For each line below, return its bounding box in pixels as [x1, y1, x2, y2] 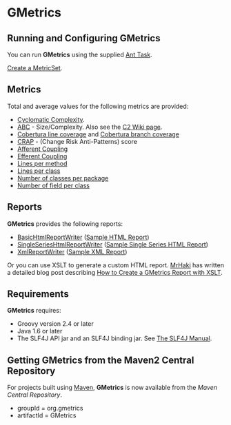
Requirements [7, 288, 69, 300]
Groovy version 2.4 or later [17, 320, 94, 328]
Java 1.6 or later [17, 327, 63, 335]
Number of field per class [17, 181, 90, 189]
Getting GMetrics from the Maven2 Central [7, 354, 194, 366]
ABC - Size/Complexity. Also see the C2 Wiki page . [17, 123, 163, 131]
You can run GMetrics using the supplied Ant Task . [7, 50, 153, 59]
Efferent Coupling [17, 152, 68, 160]
